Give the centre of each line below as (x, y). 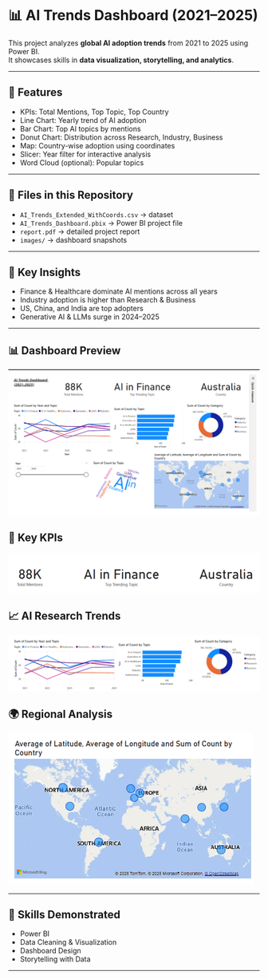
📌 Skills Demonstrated (65, 915)
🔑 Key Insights (45, 272)
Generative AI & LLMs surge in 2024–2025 (89, 317)
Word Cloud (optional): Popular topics (82, 162)
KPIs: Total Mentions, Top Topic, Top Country (94, 112)
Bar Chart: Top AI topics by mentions (80, 128)
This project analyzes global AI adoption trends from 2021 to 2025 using (128, 43)
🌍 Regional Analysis (61, 715)
